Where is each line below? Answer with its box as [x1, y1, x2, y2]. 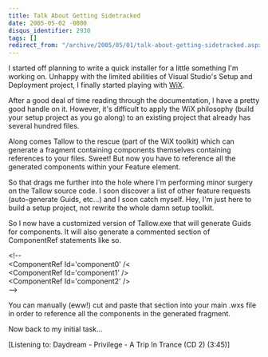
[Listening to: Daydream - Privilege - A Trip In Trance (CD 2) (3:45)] [8, 340, 231, 350]
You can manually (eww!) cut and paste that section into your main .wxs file [8, 300, 257, 310]
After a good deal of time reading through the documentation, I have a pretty [8, 96, 260, 105]
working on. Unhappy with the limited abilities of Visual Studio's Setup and [8, 72, 253, 81]
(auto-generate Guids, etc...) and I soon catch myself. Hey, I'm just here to [8, 195, 252, 204]
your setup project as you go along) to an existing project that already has [8, 113, 251, 122]
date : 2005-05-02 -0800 [8, 19, 88, 27]
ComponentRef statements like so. [8, 236, 122, 245]
